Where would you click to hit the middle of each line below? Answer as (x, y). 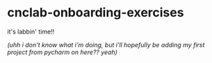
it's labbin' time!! (31, 32)
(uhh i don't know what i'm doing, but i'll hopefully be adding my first (106, 45)
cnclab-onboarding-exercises (96, 13)
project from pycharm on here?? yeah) (63, 52)
